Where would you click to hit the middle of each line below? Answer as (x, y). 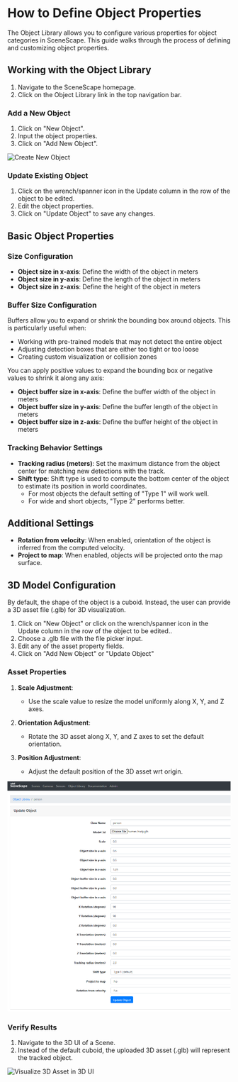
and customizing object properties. (58, 48)
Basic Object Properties (61, 236)
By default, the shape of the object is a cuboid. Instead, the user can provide (119, 602)
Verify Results (32, 1027)
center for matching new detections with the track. (91, 471)
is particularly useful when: (47, 328)
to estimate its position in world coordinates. (82, 486)
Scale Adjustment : (45, 687)
